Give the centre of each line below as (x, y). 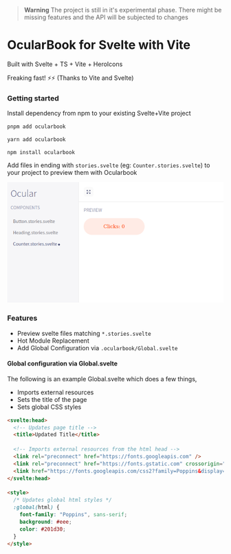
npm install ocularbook (41, 153)
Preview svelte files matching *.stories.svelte (84, 333)
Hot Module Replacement (53, 341)
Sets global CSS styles (49, 407)
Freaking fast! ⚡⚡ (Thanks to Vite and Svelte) (70, 78)
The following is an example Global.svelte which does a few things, (102, 379)
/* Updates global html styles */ (63, 500)
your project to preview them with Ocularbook (72, 173)
